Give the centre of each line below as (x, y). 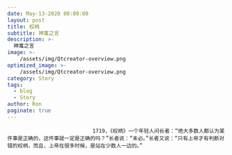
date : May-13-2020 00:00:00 (48, 14)
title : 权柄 (23, 26)
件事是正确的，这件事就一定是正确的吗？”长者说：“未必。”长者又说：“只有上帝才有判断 (113, 138)
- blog (23, 91)
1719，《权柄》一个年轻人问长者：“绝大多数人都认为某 (158, 131)
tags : (15, 85)
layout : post (26, 20)
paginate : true (29, 111)
